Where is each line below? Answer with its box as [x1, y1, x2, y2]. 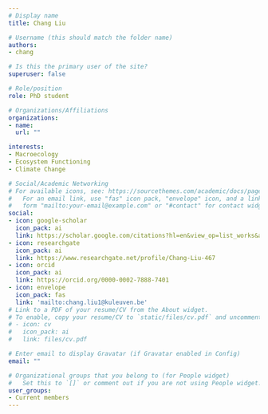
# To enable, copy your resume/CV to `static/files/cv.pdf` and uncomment [8, 313, 262, 321]
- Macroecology [8, 151, 59, 159]
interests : [8, 143, 45, 152]
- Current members [8, 394, 69, 402]
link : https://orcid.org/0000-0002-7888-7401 [15, 276, 170, 284]
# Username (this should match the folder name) [8, 34, 173, 41]
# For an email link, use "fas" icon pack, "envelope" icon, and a [8, 195, 245, 203]
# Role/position [8, 85, 62, 93]
